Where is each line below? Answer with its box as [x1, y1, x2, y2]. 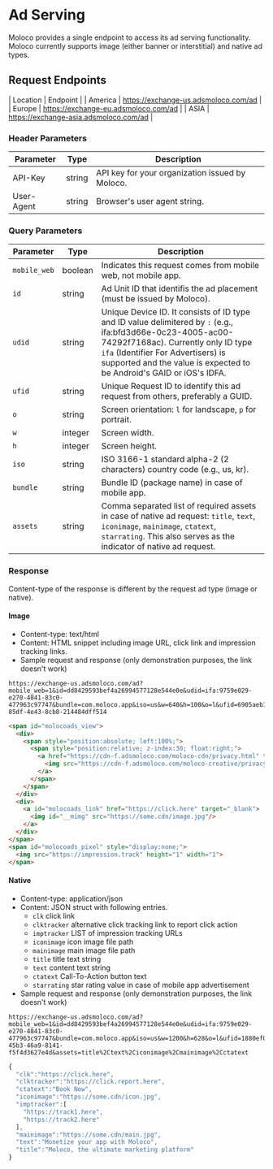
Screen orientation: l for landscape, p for [101, 404, 257, 415]
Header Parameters [8, 132, 88, 144]
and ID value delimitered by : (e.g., [101, 317, 234, 328]
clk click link [32, 911, 76, 920]
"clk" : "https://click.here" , [15, 1070, 115, 1078]
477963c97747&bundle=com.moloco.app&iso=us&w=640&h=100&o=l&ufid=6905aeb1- [8, 700, 271, 708]
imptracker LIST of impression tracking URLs [32, 928, 183, 937]
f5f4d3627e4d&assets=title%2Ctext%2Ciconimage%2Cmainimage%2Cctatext [8, 1048, 249, 1057]
